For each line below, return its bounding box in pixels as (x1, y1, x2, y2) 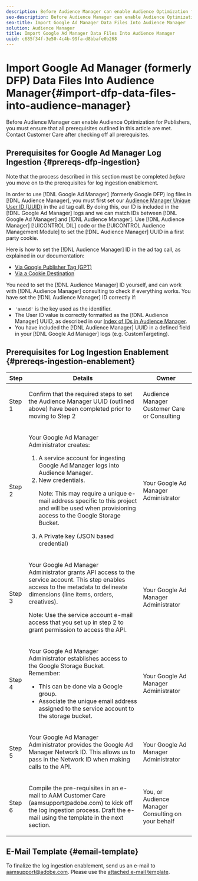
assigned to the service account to (38, 704, 134, 712)
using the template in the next (41, 813, 124, 821)
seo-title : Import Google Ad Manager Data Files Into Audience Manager (6, 19, 186, 25)
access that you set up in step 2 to (28, 618, 124, 626)
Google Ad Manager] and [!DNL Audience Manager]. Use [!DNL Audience (6, 216, 184, 223)
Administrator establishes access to (28, 654, 128, 662)
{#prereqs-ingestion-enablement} (6, 357, 136, 367)
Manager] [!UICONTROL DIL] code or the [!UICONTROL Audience (6, 222, 166, 229)
